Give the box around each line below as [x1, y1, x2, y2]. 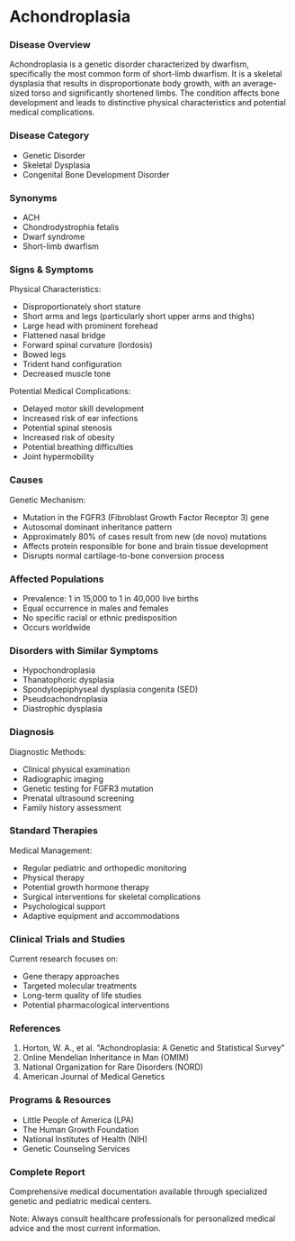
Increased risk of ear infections [22, 413, 139, 424]
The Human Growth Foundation [22, 1124, 139, 1135]
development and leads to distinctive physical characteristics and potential [9, 97, 286, 108]
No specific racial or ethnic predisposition [22, 611, 178, 623]
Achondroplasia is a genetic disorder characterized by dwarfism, [9, 59, 249, 69]
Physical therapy [22, 872, 85, 883]
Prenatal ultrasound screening [22, 792, 135, 804]
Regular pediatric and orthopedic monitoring [22, 862, 187, 873]
